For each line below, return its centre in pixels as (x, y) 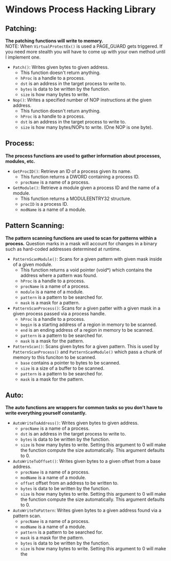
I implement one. (23, 57)
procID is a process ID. (44, 204)
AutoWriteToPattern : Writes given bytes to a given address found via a (87, 511)
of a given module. (33, 264)
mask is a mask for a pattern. (50, 302)
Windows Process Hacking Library (81, 10)
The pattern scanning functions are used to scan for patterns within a (81, 238)
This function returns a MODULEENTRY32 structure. (76, 198)
